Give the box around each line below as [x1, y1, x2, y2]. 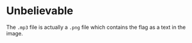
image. [6, 29, 23, 37]
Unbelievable [6, 4, 74, 18]
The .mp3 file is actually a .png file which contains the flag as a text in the [6, 24, 186, 31]
